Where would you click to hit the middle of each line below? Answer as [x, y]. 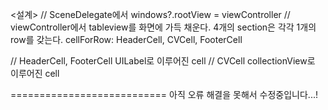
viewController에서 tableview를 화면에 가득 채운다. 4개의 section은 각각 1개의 [163, 27]
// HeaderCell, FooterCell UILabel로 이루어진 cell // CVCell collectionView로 [163, 61]
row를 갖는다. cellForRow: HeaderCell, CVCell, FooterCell [126, 39]
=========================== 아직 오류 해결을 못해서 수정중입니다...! [164, 94]
